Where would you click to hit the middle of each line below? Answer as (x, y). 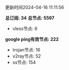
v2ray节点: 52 (26, 56)
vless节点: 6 (25, 28)
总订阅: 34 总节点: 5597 (30, 18)
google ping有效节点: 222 (32, 39)
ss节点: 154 (24, 62)
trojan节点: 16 (26, 50)
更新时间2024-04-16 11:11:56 (34, 7)
